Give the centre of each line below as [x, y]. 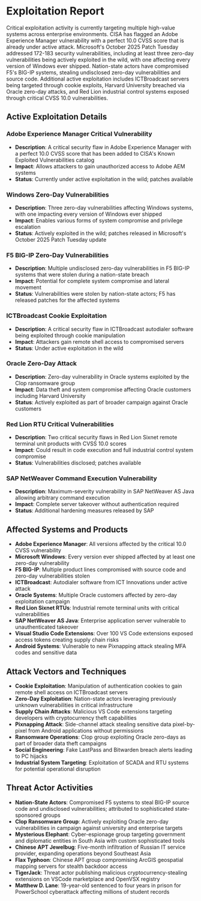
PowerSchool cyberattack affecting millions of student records [92, 891]
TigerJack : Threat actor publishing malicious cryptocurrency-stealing [101, 872]
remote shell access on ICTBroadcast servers [71, 692]
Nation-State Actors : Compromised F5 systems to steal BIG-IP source [102, 802]
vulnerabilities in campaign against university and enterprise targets [99, 828]
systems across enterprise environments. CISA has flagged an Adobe [92, 34]
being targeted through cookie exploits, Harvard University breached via [96, 85]
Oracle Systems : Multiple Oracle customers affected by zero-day [96, 595]
